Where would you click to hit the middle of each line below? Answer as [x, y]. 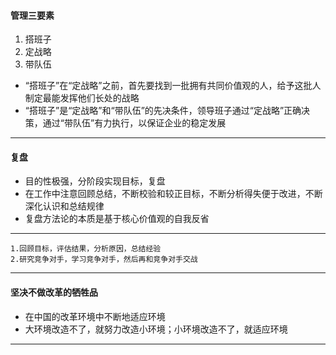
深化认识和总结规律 [64, 206]
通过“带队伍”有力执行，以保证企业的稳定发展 [134, 123]
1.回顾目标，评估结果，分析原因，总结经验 [86, 249]
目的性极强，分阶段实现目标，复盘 [95, 181]
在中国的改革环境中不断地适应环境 [95, 316]
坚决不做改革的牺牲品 [54, 292]
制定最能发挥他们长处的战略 [82, 98]
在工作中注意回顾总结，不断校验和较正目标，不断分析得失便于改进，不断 [173, 194]
